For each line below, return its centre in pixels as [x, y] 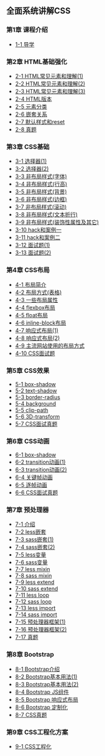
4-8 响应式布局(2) [37, 338]
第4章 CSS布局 [28, 270]
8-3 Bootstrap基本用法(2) [47, 684]
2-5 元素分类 [31, 106]
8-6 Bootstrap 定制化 [41, 707]
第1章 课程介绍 [27, 30]
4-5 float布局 [32, 315]
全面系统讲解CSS [39, 11]
